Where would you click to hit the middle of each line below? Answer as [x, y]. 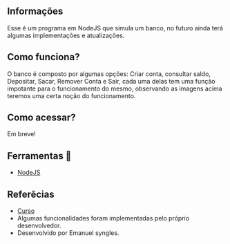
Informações [35, 11]
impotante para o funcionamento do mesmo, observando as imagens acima [115, 88]
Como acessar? [41, 118]
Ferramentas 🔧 [39, 156]
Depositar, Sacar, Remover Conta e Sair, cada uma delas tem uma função [111, 81]
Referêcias [31, 194]
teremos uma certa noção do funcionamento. [71, 95]
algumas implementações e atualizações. [66, 35]
